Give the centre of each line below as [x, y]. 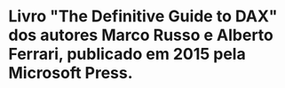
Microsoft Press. [71, 73]
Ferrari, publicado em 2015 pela [127, 54]
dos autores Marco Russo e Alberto [141, 35]
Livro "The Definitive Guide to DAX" [143, 16]
